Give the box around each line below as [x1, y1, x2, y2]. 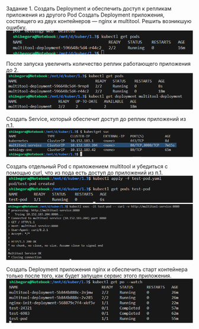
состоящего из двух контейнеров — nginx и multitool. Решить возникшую [6, 18, 192, 24]
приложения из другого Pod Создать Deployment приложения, [6, 11, 165, 18]
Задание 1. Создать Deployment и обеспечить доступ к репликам [6, 5, 172, 12]
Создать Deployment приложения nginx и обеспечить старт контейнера [6, 266, 188, 273]
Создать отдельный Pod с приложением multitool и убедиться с [6, 162, 168, 170]
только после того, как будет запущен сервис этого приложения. [6, 272, 172, 279]
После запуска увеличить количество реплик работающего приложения [6, 60, 191, 67]
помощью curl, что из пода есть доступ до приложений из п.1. [6, 169, 163, 176]
